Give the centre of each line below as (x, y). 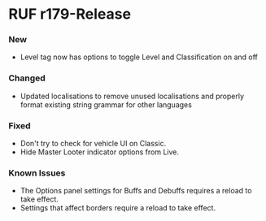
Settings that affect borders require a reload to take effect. (118, 208)
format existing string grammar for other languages (106, 104)
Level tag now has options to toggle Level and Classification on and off (139, 57)
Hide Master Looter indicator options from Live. (100, 152)
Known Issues (37, 173)
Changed (27, 78)
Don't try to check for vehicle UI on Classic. (93, 144)
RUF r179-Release (70, 14)
